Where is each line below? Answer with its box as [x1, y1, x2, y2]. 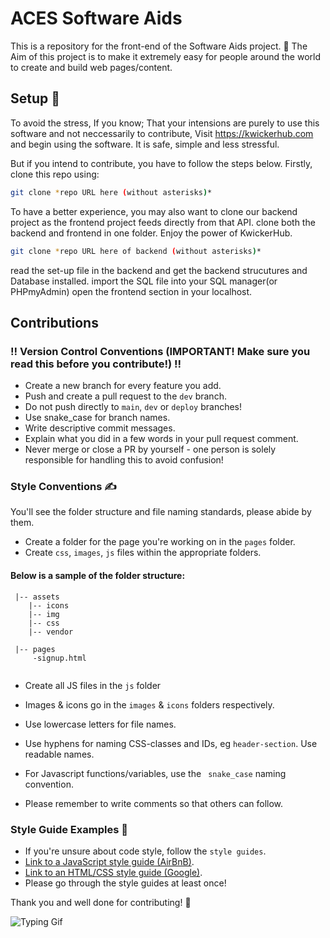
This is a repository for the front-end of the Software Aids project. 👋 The [10, 40, 308, 52]
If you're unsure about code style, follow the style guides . [24, 845, 267, 857]
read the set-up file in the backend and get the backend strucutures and [10, 264, 308, 276]
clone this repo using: [10, 168, 100, 180]
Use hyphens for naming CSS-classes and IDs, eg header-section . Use [24, 737, 318, 749]
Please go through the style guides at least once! [24, 877, 227, 889]
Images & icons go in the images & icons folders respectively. [24, 698, 275, 711]
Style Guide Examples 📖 [10, 822, 128, 836]
